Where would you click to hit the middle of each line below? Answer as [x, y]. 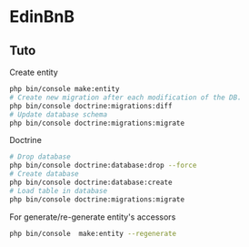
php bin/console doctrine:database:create [91, 182]
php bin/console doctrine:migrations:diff [91, 106]
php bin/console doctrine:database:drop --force [103, 166]
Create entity [34, 72]
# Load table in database [58, 190]
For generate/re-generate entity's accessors [93, 217]
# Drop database [40, 157]
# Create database [44, 174]
